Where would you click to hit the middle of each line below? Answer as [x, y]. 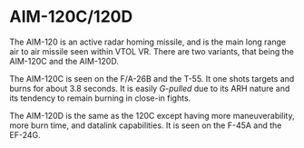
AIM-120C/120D [71, 17]
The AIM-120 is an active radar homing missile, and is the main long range [148, 42]
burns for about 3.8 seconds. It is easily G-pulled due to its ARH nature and [150, 88]
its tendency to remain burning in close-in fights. [100, 98]
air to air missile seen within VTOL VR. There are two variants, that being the [152, 51]
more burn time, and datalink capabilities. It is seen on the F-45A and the [146, 125]
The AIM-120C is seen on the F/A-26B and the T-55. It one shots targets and [152, 78]
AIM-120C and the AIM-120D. [64, 61]
